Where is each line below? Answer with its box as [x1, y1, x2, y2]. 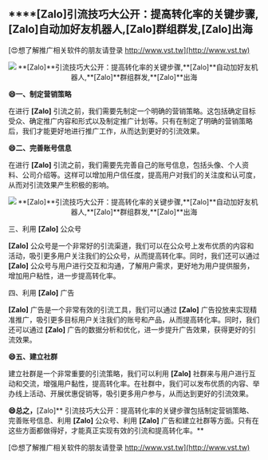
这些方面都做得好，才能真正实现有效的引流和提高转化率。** [8, 426, 205, 435]
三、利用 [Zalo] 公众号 [8, 224, 82, 233]
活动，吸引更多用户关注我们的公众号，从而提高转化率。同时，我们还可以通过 [8, 251, 260, 260]
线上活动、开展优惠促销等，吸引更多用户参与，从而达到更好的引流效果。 [14, 388, 253, 398]
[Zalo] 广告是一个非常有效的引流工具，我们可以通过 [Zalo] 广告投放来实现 [8, 304, 250, 314]
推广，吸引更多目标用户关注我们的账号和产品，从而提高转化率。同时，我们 [14, 315, 260, 324]
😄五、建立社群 [8, 351, 58, 361]
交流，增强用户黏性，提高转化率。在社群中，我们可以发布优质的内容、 [22, 379, 253, 388]
